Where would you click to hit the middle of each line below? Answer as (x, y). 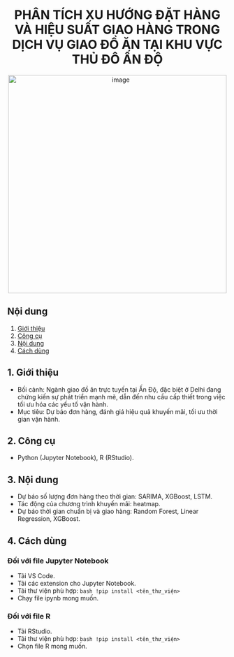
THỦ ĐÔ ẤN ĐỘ (117, 60)
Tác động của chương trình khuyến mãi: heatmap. (89, 504)
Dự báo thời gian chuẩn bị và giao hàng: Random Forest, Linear (108, 511)
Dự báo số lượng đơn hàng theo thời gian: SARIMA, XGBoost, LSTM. (115, 496)
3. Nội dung (33, 479)
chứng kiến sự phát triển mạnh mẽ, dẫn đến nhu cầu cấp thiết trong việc (121, 397)
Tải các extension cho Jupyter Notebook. (76, 583)
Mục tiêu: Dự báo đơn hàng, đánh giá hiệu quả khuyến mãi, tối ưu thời (117, 411)
